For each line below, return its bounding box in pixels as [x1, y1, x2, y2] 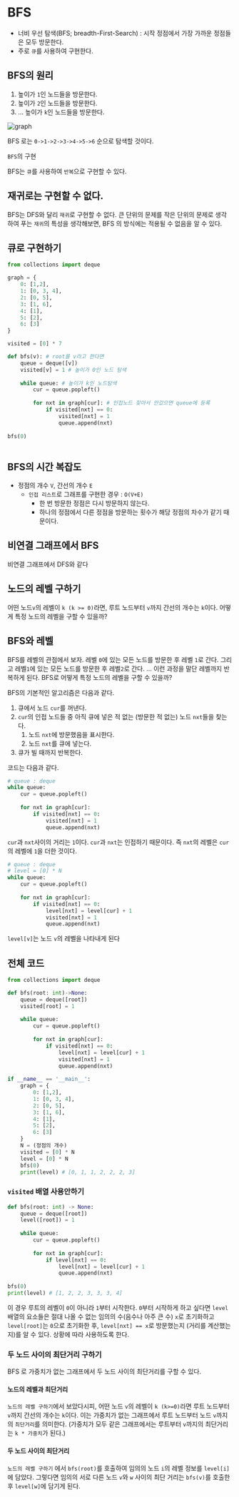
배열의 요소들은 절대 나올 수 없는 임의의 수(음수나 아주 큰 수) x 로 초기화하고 [7, 1312, 215, 1321]
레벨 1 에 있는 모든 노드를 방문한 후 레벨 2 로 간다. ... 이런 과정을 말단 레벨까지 [14, 664, 223, 673]
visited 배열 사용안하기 [7, 1187, 84, 1197]
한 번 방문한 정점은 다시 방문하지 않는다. [39, 499, 150, 507]
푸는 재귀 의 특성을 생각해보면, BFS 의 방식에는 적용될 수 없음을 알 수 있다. [20, 219, 223, 228]
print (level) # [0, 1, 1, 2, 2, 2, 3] [20, 1168, 136, 1176]
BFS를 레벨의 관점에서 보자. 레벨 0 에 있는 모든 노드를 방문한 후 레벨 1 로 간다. [7, 655, 219, 664]
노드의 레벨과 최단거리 [7, 1385, 68, 1394]
